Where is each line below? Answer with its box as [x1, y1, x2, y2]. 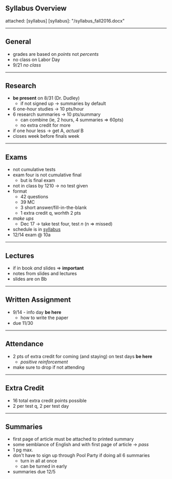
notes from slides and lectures [12, 270, 77, 277]
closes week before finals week [12, 133, 80, 139]
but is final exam [20, 177, 55, 183]
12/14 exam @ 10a [12, 232, 51, 238]
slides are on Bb [12, 276, 47, 282]
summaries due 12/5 [12, 469, 56, 475]
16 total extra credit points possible [12, 397, 87, 404]
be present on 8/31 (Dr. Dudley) [12, 95, 80, 101]
